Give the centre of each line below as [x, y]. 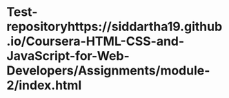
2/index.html [44, 85]
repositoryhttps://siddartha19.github [114, 27]
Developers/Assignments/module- [108, 71]
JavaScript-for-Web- [68, 56]
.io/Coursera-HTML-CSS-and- [96, 41]
